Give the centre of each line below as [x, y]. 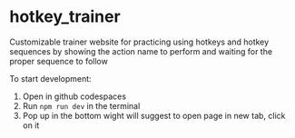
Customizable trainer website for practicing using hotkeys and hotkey [139, 42]
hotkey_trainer [65, 17]
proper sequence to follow [59, 61]
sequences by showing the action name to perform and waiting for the [141, 51]
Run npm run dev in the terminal [81, 105]
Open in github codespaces [74, 96]
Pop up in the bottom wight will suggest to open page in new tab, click [154, 115]
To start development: [51, 78]
